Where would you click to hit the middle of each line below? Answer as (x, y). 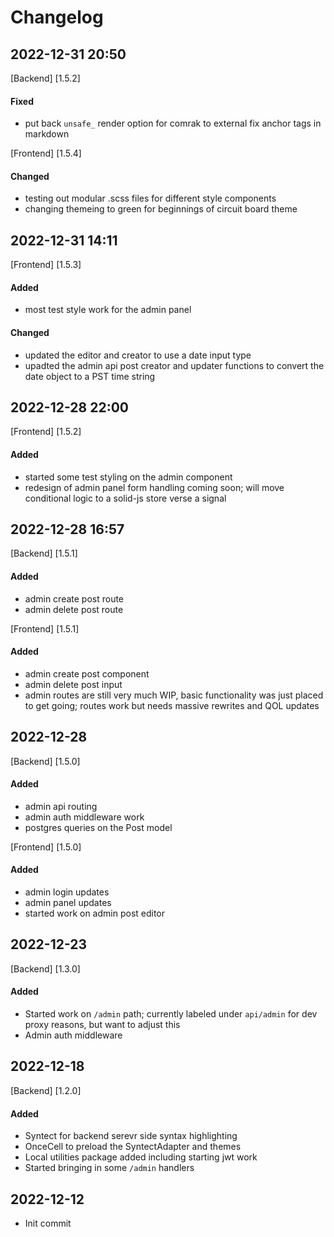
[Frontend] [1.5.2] (46, 432)
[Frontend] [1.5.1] (45, 628)
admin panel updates (68, 903)
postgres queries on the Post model (98, 827)
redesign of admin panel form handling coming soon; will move (154, 487)
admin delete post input (73, 684)
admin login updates (67, 892)
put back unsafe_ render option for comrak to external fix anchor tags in (173, 123)
